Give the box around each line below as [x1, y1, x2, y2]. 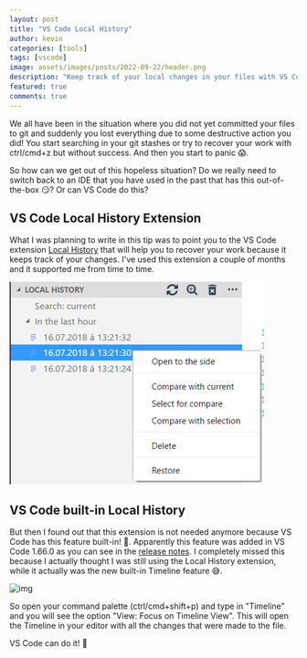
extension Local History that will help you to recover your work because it [9, 245, 287, 256]
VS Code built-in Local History [9, 502, 185, 517]
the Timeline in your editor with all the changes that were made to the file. [9, 621, 287, 632]
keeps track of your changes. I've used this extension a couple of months [9, 254, 286, 265]
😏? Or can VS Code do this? [40, 183, 149, 195]
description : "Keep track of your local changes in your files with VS [9, 73, 288, 82]
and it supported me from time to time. [9, 264, 155, 275]
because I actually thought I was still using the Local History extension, [9, 556, 277, 567]
